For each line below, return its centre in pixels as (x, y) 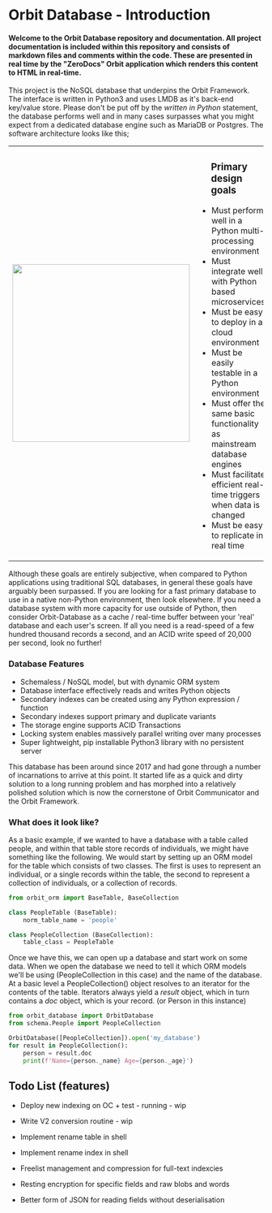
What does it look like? (54, 822)
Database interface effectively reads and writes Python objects (125, 690)
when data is (236, 505)
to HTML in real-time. (45, 72)
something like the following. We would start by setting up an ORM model (131, 857)
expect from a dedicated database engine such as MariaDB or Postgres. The (136, 125)
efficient (227, 485)
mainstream (234, 444)
